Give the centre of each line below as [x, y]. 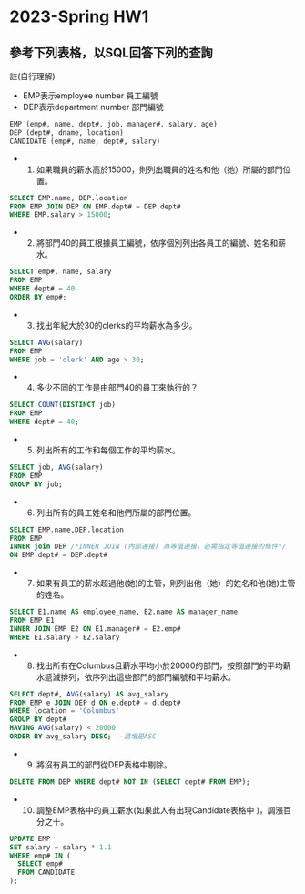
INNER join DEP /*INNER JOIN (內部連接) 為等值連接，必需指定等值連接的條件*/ [148, 547]
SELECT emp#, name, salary [61, 272]
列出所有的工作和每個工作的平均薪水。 [108, 450]
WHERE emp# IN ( [40, 856]
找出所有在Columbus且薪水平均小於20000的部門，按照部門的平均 [160, 665]
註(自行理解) [33, 76]
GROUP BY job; [36, 484]
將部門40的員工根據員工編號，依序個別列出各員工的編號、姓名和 [157, 243]
